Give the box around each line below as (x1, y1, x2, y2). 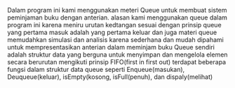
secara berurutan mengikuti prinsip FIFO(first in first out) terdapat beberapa (7, 58, 227, 66)
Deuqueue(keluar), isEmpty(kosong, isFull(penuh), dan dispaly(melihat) (7, 73, 213, 81)
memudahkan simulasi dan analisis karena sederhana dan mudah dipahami (7, 36, 224, 44)
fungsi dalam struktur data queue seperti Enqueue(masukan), (7, 66, 185, 73)
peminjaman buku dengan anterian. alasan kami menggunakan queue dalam (7, 13, 228, 22)
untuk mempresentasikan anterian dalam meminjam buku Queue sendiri (7, 43, 215, 51)
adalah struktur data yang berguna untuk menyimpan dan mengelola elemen (7, 50, 228, 59)
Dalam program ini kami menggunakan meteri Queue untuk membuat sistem (7, 6, 227, 14)
